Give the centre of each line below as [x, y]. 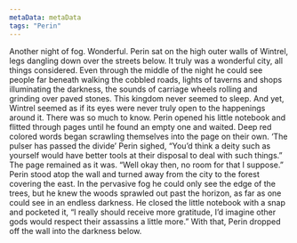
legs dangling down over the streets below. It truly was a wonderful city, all [146, 61]
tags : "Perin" [36, 26]
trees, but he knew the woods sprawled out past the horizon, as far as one [145, 193]
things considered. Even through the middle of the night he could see [136, 70]
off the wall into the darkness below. [76, 231]
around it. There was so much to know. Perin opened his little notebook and [148, 117]
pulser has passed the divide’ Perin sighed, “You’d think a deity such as [140, 146]
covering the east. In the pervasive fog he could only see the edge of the [142, 183]
